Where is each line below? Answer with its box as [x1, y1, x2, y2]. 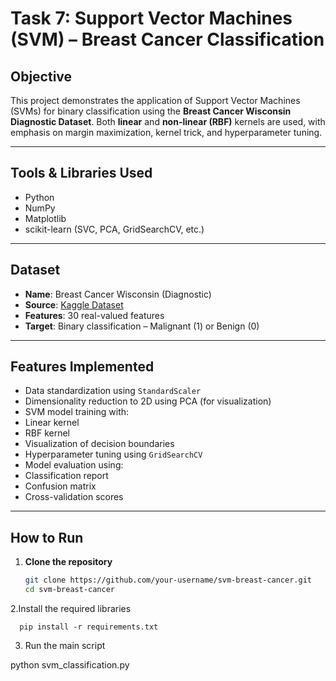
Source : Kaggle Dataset [24, 298, 124, 311]
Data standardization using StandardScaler [24, 385, 202, 397]
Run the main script [24, 640, 106, 651]
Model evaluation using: [24, 459, 124, 471]
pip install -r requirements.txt [19, 622, 159, 632]
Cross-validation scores [24, 491, 124, 503]
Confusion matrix [24, 480, 97, 492]
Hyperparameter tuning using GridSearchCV [24, 448, 203, 461]
